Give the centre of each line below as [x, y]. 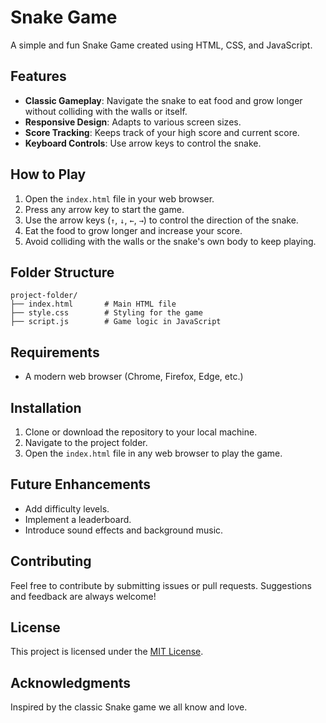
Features [38, 76]
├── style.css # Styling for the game [106, 313]
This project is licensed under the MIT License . [107, 652]
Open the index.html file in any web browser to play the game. [153, 453]
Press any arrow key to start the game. [104, 209]
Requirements [55, 352]
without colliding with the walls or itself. [106, 111]
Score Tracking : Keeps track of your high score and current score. [162, 132]
